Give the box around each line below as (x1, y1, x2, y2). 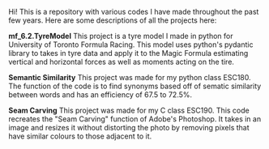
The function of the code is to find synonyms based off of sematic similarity (8, 81, 262, 91)
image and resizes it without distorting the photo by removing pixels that (8, 123, 250, 132)
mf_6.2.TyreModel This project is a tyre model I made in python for (8, 32, 233, 40)
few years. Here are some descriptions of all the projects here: (8, 15, 217, 25)
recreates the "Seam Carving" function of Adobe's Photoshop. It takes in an (8, 114, 262, 124)
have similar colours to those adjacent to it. (8, 131, 152, 141)
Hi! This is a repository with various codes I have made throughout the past (8, 7, 259, 16)
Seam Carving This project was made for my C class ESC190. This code (8, 105, 250, 115)
